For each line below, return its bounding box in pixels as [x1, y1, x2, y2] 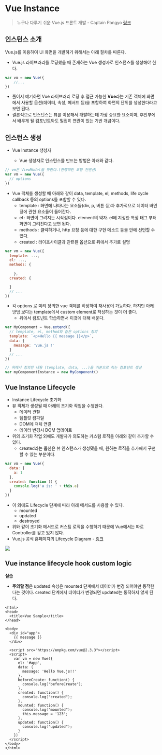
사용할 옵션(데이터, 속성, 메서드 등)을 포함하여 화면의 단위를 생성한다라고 [21, 100, 157, 105]
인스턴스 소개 [5, 35, 42, 44]
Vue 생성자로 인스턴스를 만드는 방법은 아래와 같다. [19, 158, 114, 163]
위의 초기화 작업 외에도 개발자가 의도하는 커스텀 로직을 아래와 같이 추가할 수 [12, 433, 154, 439]
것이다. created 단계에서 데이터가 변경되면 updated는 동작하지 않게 [21, 589, 148, 595]
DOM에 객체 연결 [19, 421, 52, 427]
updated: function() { [17, 720, 64, 725]
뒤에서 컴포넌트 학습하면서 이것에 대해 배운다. [19, 315, 105, 321]
